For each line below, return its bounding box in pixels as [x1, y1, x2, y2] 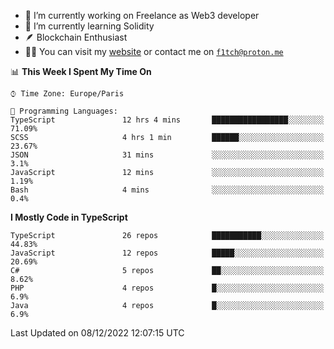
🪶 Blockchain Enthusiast [24, 31, 128, 43]
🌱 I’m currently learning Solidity [24, 20, 155, 32]
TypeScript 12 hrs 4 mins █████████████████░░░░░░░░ [10, 115, 325, 125]
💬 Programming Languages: [10, 106, 118, 116]
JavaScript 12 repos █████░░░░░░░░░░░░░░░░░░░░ [10, 248, 325, 258]
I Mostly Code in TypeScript [10, 211, 128, 223]
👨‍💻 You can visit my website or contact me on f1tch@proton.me [24, 46, 284, 57]
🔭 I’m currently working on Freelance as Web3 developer [24, 10, 260, 21]
